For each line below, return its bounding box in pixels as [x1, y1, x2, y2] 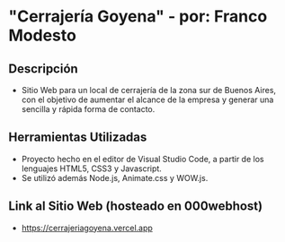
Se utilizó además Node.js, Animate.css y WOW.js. [21, 172, 209, 183]
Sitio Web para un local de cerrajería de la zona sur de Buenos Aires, [21, 85, 276, 95]
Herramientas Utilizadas [8, 130, 147, 145]
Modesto [8, 25, 77, 46]
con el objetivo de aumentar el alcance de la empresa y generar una [21, 94, 274, 105]
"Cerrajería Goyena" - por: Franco [8, 6, 268, 27]
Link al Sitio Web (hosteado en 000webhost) [8, 199, 263, 214]
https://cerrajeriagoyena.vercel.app [21, 222, 154, 233]
